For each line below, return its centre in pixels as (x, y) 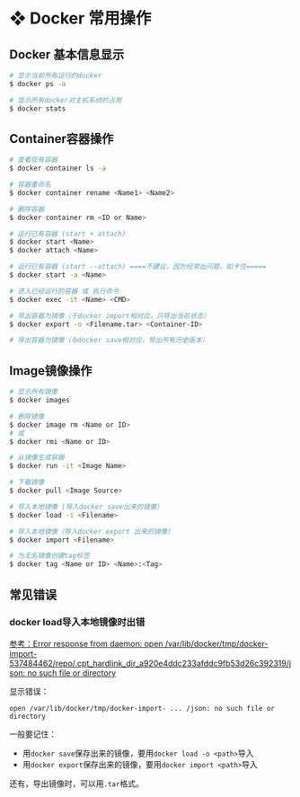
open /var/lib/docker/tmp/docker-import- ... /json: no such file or (142, 708)
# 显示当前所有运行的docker (56, 75)
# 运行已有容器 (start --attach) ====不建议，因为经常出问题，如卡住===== (138, 267)
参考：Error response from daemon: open (86, 643)
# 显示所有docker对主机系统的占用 (66, 100)
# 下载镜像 (27, 483)
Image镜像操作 (51, 371)
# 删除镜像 (27, 416)
